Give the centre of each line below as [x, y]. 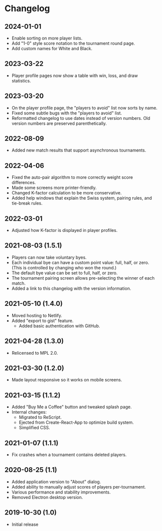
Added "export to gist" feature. [43, 321]
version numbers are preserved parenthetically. [59, 123]
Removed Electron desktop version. [47, 497]
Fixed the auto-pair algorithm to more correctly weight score [72, 177]
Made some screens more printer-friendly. [54, 188]
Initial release [25, 524]
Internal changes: [29, 412]
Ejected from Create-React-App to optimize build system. [76, 422]
